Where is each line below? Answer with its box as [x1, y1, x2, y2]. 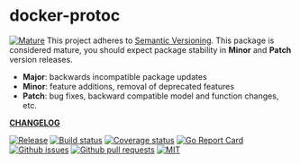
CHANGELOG [9, 117, 60, 128]
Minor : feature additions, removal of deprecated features [22, 81, 235, 91]
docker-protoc [9, 5, 121, 26]
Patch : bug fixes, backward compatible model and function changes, [22, 91, 279, 101]
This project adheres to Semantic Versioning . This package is [46, 35, 275, 46]
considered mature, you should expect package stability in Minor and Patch [9, 44, 292, 55]
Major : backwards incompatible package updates [22, 71, 207, 82]
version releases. [9, 54, 74, 65]
